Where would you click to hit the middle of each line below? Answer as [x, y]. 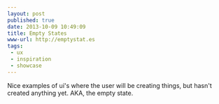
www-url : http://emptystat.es [51, 40]
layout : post [26, 14]
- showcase [26, 66]
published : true [31, 20]
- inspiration [31, 59]
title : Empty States [37, 33]
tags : [15, 46]
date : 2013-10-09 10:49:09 [47, 27]
